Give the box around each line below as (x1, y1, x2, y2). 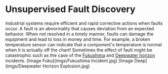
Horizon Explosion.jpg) (42, 63, 90, 69)
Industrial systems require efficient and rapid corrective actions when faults (5, 20, 163, 26)
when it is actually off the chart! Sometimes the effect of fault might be (5, 47, 153, 53)
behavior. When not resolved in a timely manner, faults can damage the (5, 31, 154, 37)
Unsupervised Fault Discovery (5, 4, 136, 15)
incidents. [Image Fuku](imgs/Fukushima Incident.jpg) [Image (5, 57, 133, 63)
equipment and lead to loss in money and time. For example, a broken (5, 36, 151, 42)
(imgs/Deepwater (5, 63, 41, 69)
